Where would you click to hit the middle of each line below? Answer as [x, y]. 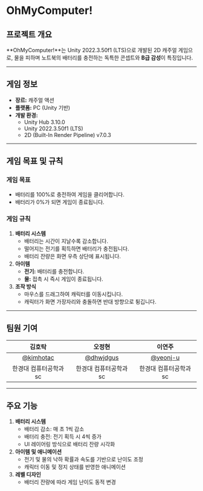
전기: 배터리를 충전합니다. [54, 271]
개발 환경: [26, 115]
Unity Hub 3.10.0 [44, 122]
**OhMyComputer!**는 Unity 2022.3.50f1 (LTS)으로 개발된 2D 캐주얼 [92, 50]
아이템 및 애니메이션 [38, 452]
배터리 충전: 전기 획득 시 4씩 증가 [63, 436]
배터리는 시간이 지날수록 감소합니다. [66, 241]
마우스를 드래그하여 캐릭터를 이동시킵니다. [73, 294]
